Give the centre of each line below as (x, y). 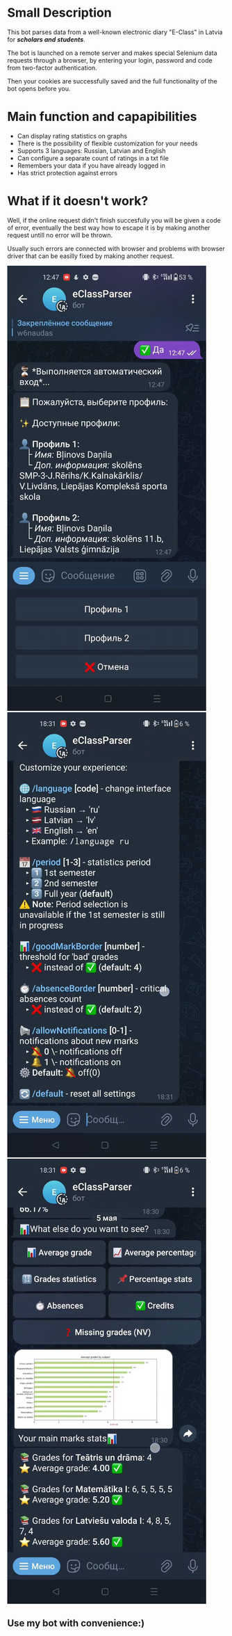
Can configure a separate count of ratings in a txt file (93, 158)
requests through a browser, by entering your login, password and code (110, 60)
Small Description (60, 13)
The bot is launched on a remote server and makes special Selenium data (112, 53)
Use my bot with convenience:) (76, 1623)
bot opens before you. (39, 88)
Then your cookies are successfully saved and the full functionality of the (112, 81)
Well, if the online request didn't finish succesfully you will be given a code (114, 220)
